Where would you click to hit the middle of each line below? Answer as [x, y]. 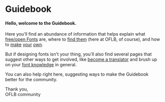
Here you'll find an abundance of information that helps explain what [75, 34]
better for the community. [31, 80]
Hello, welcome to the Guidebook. [41, 23]
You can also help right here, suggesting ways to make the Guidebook [77, 74]
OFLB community [23, 95]
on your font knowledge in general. [41, 65]
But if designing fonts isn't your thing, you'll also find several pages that [79, 54]
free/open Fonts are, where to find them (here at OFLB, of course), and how [83, 39]
